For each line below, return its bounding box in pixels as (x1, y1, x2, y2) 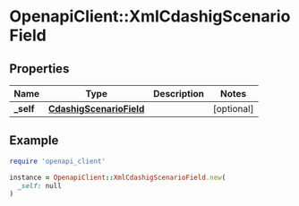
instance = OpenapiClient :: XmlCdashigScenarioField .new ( (9, 173, 226, 182)
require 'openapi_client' (9, 157, 106, 166)
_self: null (17, 181, 63, 190)
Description (153, 88, 204, 99)
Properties (9, 61, 70, 76)
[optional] (212, 103, 254, 115)
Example (9, 133, 59, 149)
